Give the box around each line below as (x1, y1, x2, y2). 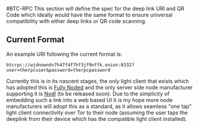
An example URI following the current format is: (6, 50, 123, 57)
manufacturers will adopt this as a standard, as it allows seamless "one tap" (6, 103, 192, 110)
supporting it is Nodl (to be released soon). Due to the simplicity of (6, 90, 170, 97)
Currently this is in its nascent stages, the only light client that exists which (6, 77, 189, 85)
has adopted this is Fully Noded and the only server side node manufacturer (6, 84, 193, 91)
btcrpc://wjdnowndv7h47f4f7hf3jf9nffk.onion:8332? (6, 62, 135, 68)
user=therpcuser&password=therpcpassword (6, 67, 111, 73)
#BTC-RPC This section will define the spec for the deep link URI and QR (6, 5, 185, 12)
